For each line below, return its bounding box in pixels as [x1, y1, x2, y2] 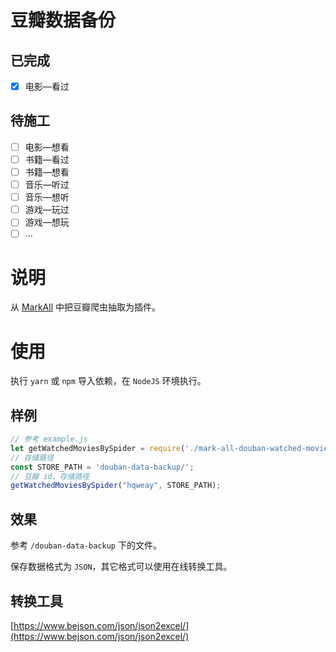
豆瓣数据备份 [10, 9, 117, 32]
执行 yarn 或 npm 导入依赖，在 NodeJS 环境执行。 [10, 375, 207, 387]
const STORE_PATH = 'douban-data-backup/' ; [10, 462, 195, 472]
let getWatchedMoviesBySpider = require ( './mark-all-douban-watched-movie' [10, 443, 333, 453]
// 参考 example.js [10, 434, 89, 445]
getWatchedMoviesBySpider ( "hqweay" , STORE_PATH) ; [10, 481, 222, 491]
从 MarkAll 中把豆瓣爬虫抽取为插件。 [10, 301, 161, 313]
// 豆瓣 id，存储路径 [10, 471, 90, 481]
